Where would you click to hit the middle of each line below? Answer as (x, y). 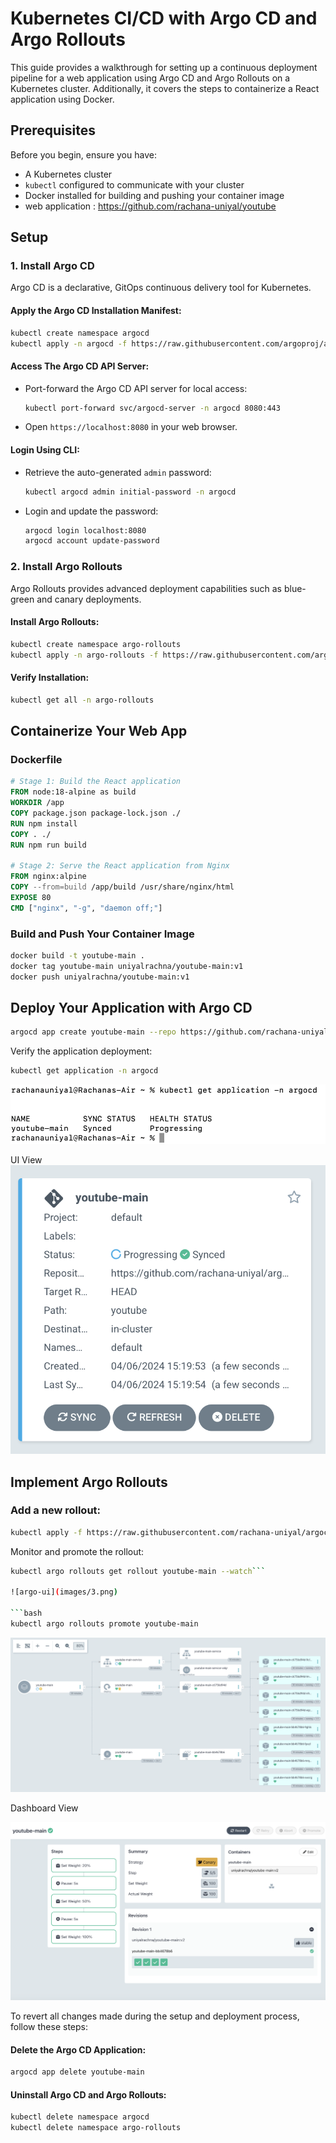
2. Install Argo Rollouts (66, 567)
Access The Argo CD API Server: (80, 366)
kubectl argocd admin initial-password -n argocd (130, 492)
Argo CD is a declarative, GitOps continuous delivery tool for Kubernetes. (161, 288)
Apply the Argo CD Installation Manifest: (96, 311)
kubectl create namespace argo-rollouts (96, 644)
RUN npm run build (48, 845)
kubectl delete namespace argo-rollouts (96, 2128)
